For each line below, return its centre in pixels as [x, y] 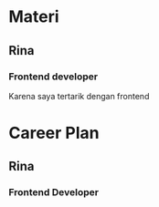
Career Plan [54, 133]
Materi [34, 17]
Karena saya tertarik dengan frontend [79, 96]
